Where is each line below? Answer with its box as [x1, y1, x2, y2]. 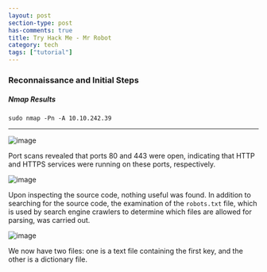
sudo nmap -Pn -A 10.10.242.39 [8, 114, 112, 122]
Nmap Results [8, 94, 56, 104]
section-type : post [8, 19, 73, 27]
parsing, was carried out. [8, 215, 91, 224]
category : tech [8, 41, 59, 49]
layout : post [8, 11, 52, 20]
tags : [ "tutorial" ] [8, 48, 73, 56]
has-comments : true [8, 26, 73, 34]
